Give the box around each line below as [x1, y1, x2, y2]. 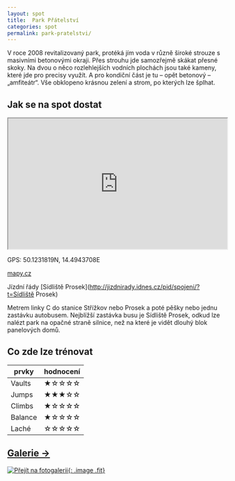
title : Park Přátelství [7, 17, 79, 24]
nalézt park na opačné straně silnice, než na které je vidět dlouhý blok [7, 319, 208, 327]
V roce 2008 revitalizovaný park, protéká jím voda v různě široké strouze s [7, 49, 220, 57]
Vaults [10, 378, 31, 388]
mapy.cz [7, 269, 32, 277]
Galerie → [7, 448, 51, 459]
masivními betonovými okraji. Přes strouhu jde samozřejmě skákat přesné [7, 56, 218, 65]
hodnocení [44, 367, 81, 376]
